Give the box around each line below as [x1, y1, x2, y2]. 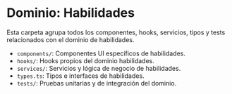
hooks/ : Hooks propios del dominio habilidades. [16, 56, 154, 65]
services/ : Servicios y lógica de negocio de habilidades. [16, 64, 181, 72]
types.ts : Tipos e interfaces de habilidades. [16, 72, 145, 80]
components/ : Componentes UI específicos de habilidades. [16, 49, 186, 58]
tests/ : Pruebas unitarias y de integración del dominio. [16, 79, 177, 87]
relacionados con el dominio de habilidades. [6, 35, 135, 43]
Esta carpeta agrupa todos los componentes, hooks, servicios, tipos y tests [6, 28, 226, 36]
